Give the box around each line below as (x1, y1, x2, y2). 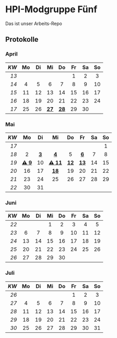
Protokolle (5, 35, 39, 44)
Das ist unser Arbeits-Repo (5, 20, 62, 27)
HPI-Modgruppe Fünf (5, 4, 98, 15)
